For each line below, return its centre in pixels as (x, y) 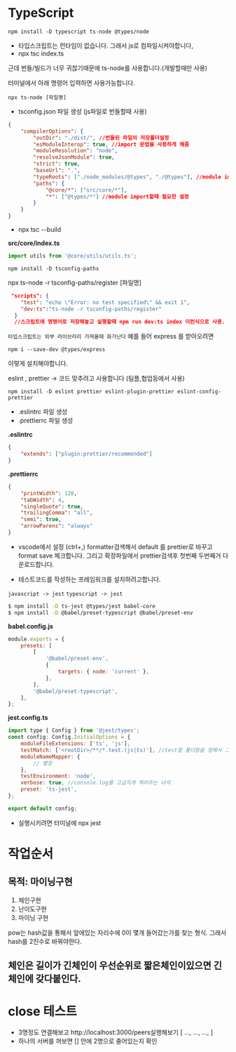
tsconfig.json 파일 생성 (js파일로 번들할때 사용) (83, 111)
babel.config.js (30, 626)
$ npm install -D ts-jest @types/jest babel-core (82, 606)
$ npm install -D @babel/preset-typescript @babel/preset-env (100, 612)
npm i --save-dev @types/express (57, 350)
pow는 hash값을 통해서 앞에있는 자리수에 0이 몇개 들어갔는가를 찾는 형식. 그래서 (117, 933)
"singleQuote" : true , (52, 506)
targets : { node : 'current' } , (104, 672)
